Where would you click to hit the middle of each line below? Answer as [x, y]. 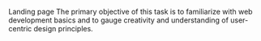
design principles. [63, 29]
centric [20, 29]
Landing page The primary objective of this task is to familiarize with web [130, 12]
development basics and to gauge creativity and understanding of [119, 20]
